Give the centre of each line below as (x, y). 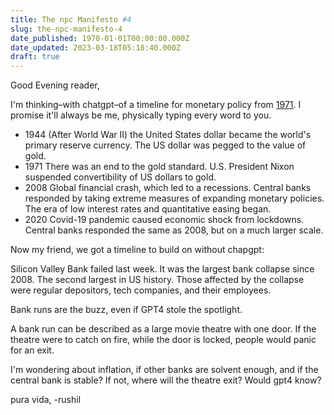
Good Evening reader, (55, 85)
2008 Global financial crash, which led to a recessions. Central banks (168, 188)
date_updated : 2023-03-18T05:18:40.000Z (96, 47)
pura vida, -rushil (46, 400)
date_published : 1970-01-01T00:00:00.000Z (100, 38)
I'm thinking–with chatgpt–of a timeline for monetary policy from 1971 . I (156, 105)
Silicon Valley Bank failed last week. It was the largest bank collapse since (162, 269)
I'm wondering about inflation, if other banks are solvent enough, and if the (164, 370)
